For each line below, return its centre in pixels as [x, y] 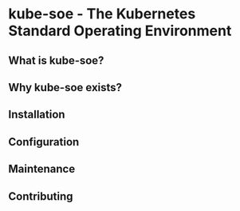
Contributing [41, 196]
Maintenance [42, 169]
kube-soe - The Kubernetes [102, 14]
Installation [37, 115]
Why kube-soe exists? [65, 88]
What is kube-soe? [56, 60]
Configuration [44, 142]
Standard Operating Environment [120, 31]
